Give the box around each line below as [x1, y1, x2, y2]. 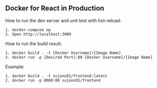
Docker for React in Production [5, 4, 105, 13]
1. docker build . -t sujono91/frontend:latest [5, 73, 108, 78]
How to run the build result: [5, 40, 62, 47]
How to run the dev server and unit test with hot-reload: [5, 17, 122, 23]
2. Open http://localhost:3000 [5, 31, 71, 37]
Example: [5, 63, 25, 70]
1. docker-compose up [5, 27, 51, 32]
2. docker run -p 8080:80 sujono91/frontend [5, 78, 101, 83]
